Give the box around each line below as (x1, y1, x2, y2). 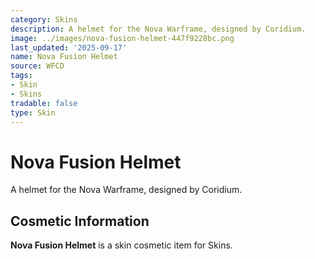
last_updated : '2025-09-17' (10, 42, 128, 53)
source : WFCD (10, 61, 65, 71)
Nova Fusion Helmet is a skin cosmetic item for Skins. (10, 239, 233, 251)
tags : (10, 71, 33, 81)
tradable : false (10, 98, 78, 108)
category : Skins (10, 14, 78, 25)
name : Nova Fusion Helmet (10, 52, 118, 62)
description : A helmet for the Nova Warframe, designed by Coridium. (10, 24, 307, 34)
